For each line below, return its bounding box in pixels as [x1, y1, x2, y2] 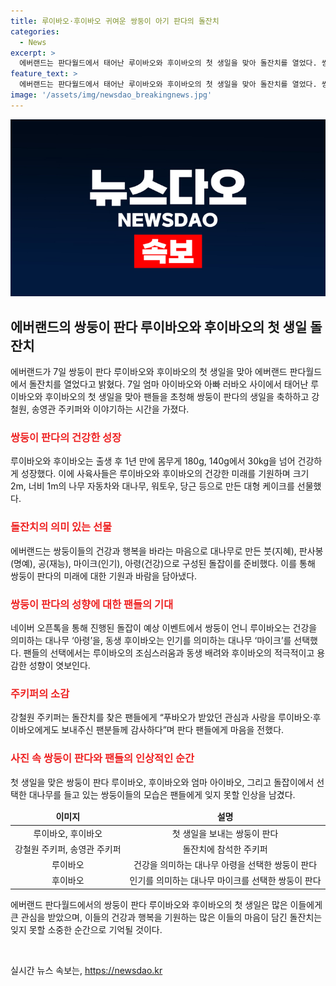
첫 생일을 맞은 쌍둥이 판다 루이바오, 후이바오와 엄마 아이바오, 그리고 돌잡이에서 [10, 776, 315, 788]
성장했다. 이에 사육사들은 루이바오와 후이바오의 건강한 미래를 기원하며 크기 [20, 468, 310, 480]
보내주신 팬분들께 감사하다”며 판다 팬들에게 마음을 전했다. [61, 724, 285, 736]
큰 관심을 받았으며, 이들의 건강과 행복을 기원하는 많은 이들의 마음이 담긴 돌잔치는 [10, 911, 323, 923]
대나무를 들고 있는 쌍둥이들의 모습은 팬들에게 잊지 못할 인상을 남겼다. [28, 788, 296, 800]
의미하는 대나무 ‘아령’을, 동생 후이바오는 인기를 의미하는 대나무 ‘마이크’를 [10, 634, 292, 646]
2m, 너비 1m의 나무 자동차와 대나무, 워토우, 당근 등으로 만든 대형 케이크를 [10, 480, 295, 492]
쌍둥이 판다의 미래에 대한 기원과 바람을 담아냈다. [10, 570, 198, 582]
